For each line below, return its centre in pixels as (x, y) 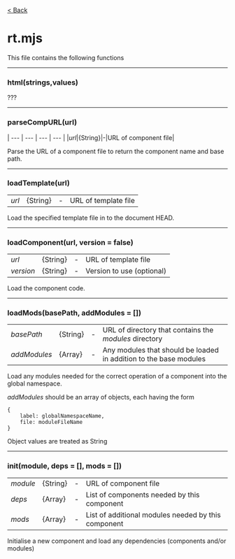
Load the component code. (46, 288)
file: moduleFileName (51, 423)
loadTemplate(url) (38, 183)
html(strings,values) (43, 82)
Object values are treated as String (57, 441)
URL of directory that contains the (158, 330)
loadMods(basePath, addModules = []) (74, 313)
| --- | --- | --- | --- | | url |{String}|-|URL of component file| (91, 137)
